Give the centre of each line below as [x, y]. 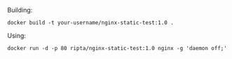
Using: [17, 35]
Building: [20, 10]
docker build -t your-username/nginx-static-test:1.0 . [90, 23]
